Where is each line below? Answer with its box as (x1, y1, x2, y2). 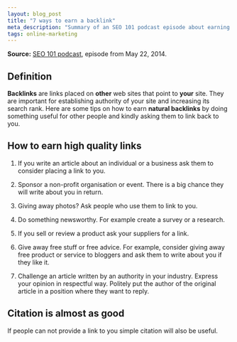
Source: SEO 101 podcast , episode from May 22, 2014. (7, 50, 167, 58)
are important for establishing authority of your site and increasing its (7, 97, 210, 105)
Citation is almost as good (7, 307, 125, 320)
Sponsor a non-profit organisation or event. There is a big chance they (17, 180, 224, 188)
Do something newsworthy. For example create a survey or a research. (17, 215, 225, 224)
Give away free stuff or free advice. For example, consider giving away (17, 242, 225, 251)
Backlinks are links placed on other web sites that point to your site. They (7, 90, 224, 98)
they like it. (17, 257, 50, 267)
